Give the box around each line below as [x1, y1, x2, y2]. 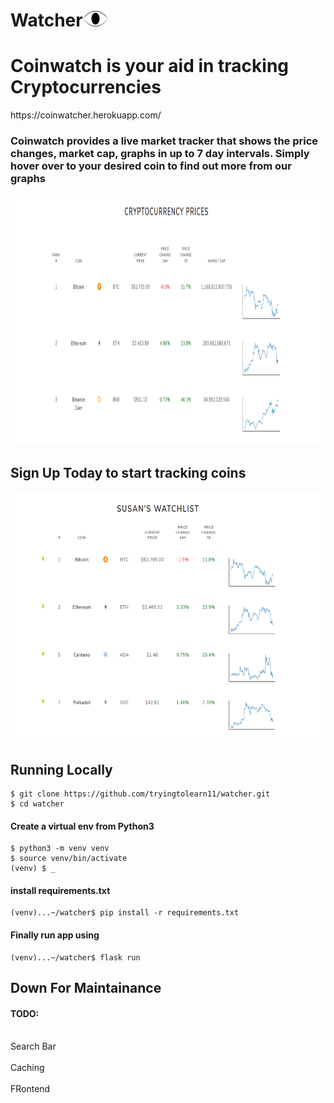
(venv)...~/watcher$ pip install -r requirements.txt [10, 908, 240, 918]
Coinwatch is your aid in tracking [10, 55, 290, 78]
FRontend [10, 1083, 51, 1095]
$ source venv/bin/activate [10, 854, 128, 864]
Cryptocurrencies [10, 76, 162, 99]
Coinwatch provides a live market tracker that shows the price [10, 134, 319, 148]
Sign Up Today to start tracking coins [10, 464, 247, 481]
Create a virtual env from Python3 [10, 820, 155, 832]
